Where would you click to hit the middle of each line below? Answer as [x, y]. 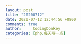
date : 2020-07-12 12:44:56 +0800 [41, 19]
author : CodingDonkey [33, 29]
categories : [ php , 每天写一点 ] [35, 33]
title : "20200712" [25, 15]
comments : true [21, 24]
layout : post [19, 10]
